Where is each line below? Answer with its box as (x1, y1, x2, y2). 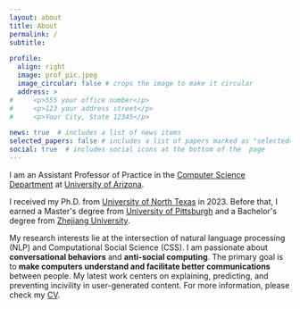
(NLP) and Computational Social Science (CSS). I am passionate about (9, 242, 268, 253)
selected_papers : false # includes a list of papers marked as (9, 137, 250, 146)
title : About (9, 21, 58, 30)
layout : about (9, 13, 62, 22)
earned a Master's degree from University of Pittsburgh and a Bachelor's (9, 205, 278, 216)
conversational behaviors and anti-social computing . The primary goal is (9, 251, 284, 262)
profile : (9, 54, 42, 63)
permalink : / (9, 29, 58, 38)
